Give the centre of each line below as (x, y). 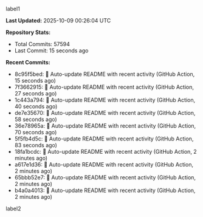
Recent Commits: (28, 62)
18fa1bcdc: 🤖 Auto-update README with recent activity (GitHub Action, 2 (105, 152)
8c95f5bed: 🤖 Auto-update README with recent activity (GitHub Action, (105, 74)
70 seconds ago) (36, 132)
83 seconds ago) (36, 145)
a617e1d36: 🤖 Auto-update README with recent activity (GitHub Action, (104, 164)
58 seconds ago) (36, 119)
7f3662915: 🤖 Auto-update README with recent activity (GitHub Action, (104, 87)
